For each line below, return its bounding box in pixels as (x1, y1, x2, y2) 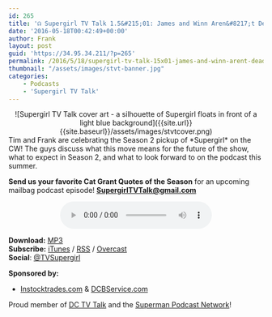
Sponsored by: (8, 268, 59, 278)
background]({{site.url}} (112, 118, 193, 128)
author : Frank (8, 34, 57, 43)
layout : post (8, 42, 53, 50)
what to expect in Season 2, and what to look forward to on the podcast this (8, 152, 261, 162)
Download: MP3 (8, 236, 63, 246)
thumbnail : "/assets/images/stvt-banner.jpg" (8, 65, 164, 73)
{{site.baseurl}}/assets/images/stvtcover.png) (59, 126, 213, 136)
